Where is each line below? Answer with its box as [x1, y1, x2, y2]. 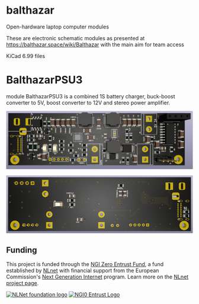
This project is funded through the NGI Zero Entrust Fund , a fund [6, 261, 164, 268]
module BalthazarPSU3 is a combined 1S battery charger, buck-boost [6, 92, 176, 100]
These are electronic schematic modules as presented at [6, 34, 145, 41]
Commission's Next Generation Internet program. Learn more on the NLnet [6, 273, 189, 280]
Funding [6, 245, 37, 255]
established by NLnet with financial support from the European [6, 267, 159, 274]
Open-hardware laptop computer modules [6, 23, 110, 30]
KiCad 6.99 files [6, 52, 46, 59]
